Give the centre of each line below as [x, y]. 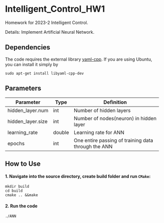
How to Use [23, 164]
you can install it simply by [32, 64]
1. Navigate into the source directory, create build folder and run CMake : [78, 176]
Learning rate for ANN [99, 132]
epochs [16, 143]
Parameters [23, 88]
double [61, 132]
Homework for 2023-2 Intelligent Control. [47, 22]
